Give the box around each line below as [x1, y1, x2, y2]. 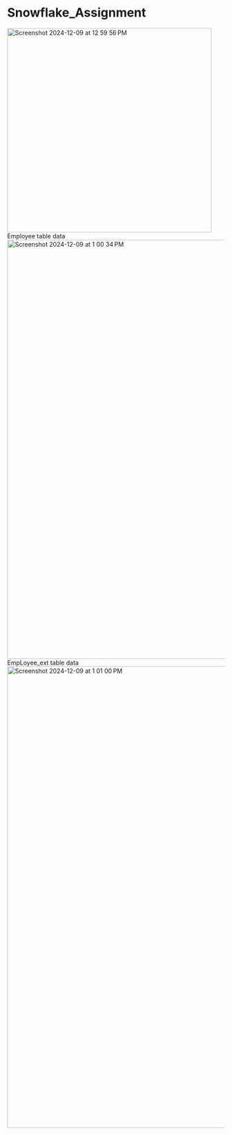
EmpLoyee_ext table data [7, 658, 79, 667]
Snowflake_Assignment [7, 5, 146, 21]
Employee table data [7, 231, 66, 240]
